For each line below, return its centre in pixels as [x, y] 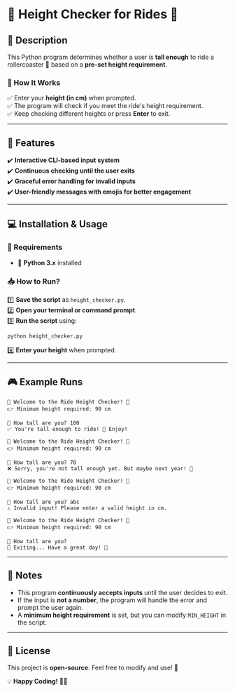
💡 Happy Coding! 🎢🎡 [37, 681]
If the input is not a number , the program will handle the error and [112, 600]
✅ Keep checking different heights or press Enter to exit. [89, 114]
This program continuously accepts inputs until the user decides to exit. [122, 592]
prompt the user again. [50, 607]
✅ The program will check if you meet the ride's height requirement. [105, 106]
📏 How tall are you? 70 [42, 463]
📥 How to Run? [34, 281]
